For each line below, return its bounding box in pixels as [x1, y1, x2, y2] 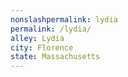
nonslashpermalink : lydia [10, 14, 118, 25]
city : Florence [10, 42, 74, 53]
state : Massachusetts [10, 52, 101, 62]
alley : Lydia [10, 33, 65, 43]
